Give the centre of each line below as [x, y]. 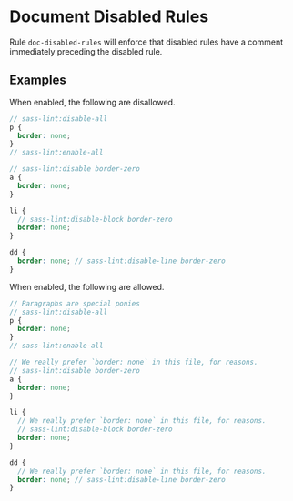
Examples [38, 80]
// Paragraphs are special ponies [75, 303]
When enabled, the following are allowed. [87, 286]
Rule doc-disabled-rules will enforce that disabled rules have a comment [146, 42]
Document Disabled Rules [109, 17]
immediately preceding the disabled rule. [86, 51]
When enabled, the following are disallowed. [92, 102]
